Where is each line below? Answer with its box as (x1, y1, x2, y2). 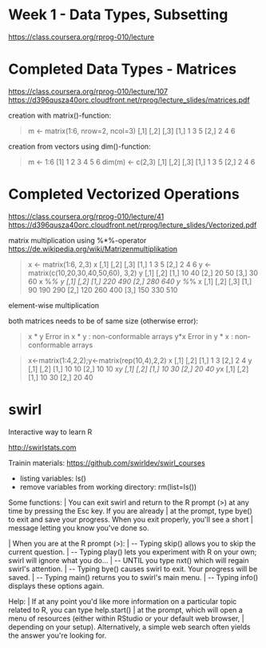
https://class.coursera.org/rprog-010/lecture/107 (8, 86, 169, 96)
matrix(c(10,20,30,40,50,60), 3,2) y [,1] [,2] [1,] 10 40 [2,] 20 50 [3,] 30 (27, 268, 258, 278)
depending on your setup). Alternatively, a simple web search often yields (8, 622, 251, 631)
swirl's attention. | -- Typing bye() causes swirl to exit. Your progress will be (8, 564, 258, 574)
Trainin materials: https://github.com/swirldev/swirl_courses (8, 458, 205, 467)
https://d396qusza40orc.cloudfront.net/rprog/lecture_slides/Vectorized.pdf (8, 220, 257, 230)
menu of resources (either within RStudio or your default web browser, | (8, 614, 245, 623)
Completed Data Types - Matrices (8, 60, 237, 78)
